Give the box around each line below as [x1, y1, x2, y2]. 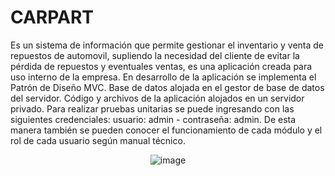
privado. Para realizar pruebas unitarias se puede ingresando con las [10, 102, 295, 115]
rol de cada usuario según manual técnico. [10, 134, 186, 146]
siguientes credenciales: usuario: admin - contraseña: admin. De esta [10, 113, 297, 125]
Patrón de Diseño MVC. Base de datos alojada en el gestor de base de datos [10, 81, 325, 93]
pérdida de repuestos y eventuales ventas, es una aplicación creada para [10, 60, 313, 72]
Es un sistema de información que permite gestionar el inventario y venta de [10, 39, 325, 51]
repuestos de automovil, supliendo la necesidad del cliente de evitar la [10, 49, 300, 61]
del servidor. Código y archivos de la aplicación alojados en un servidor [10, 92, 305, 104]
